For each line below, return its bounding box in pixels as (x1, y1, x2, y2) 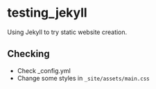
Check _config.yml (17, 66, 71, 74)
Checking (7, 48, 50, 60)
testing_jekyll (7, 5, 88, 21)
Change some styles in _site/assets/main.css (17, 74, 150, 82)
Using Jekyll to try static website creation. (7, 28, 128, 36)
